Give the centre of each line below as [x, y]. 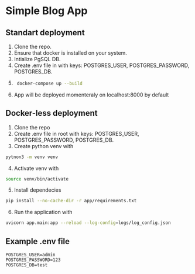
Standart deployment [45, 33]
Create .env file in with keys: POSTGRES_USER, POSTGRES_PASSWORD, [102, 65]
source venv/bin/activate [37, 179]
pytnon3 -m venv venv [32, 157]
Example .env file [37, 241]
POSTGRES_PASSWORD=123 [33, 260]
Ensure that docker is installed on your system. [70, 53]
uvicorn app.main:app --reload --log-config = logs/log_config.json [88, 223]
